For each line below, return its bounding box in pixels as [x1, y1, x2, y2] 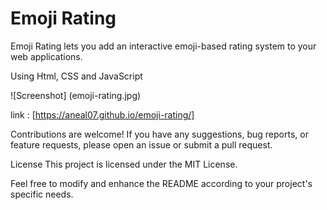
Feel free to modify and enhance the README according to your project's [10, 177, 313, 189]
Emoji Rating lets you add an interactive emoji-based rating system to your [10, 40, 317, 52]
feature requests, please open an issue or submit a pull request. [10, 138, 273, 151]
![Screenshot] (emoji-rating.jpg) [10, 89, 142, 101]
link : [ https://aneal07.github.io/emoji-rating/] [10, 108, 195, 121]
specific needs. [10, 188, 74, 200]
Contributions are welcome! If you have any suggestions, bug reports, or [10, 128, 309, 140]
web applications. [10, 50, 83, 62]
